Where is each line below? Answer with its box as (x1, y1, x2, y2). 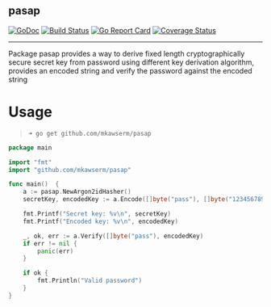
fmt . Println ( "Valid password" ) (37, 276, 143, 285)
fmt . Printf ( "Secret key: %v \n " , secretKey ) (23, 210, 172, 218)
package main (8, 143, 52, 152)
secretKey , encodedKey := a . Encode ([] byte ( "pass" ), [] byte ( (23, 196, 229, 204)
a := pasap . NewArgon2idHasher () (23, 187, 131, 196)
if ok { (23, 269, 48, 277)
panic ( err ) (37, 247, 74, 255)
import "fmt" (8, 158, 52, 166)
